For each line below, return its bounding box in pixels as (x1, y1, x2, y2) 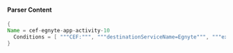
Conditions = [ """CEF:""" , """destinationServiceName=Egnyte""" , (13, 33, 209, 41)
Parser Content (7, 6, 52, 14)
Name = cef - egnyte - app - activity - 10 (7, 28, 110, 34)
